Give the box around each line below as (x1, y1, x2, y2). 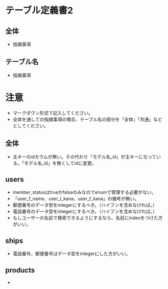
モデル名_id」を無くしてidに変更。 (23, 160, 97, 166)
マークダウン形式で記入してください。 (12, 109, 93, 116)
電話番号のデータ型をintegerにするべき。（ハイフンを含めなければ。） (12, 208, 157, 215)
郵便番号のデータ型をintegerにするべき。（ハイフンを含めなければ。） (12, 202, 157, 208)
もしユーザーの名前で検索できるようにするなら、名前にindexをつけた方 (12, 215, 163, 221)
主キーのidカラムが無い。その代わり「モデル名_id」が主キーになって (12, 153, 157, 160)
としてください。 (12, 122, 49, 128)
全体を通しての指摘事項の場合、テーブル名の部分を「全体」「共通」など (12, 116, 162, 122)
